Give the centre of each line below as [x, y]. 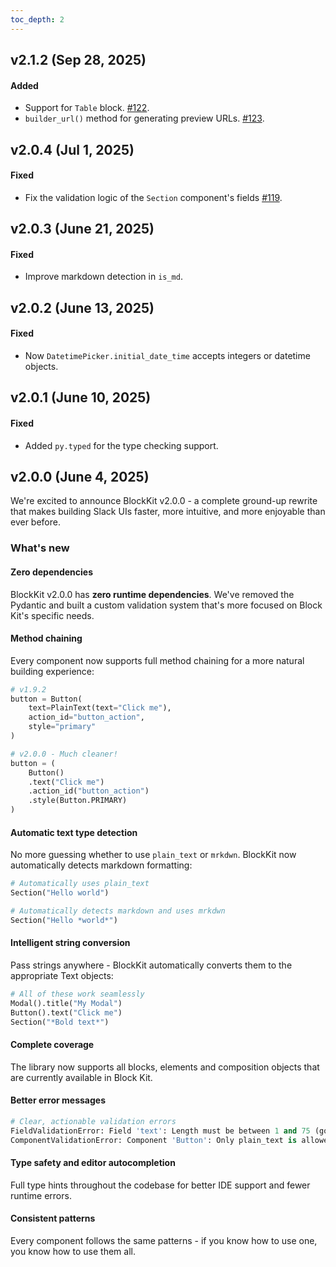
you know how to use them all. [73, 1251]
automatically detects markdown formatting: [101, 865]
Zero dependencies [52, 572]
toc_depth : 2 [37, 19]
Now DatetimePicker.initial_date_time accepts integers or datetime [167, 355]
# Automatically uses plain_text [80, 884]
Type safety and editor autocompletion [93, 1163]
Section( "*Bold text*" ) [60, 1022]
